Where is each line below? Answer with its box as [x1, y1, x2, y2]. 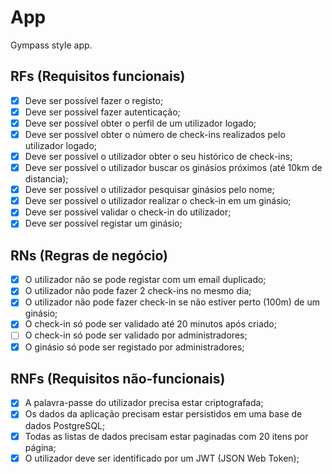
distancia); [24, 173, 69, 185]
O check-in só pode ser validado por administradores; [24, 329, 248, 341]
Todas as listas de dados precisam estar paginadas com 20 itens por [24, 430, 309, 442]
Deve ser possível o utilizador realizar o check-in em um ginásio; [24, 195, 292, 207]
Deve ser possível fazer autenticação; [24, 106, 181, 118]
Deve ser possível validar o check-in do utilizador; [24, 206, 232, 218]
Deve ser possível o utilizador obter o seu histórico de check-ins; [24, 151, 293, 162]
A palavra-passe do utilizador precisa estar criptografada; [24, 397, 264, 409]
